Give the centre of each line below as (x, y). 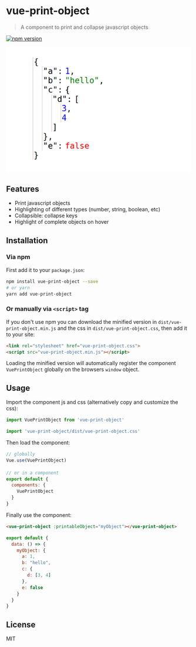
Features (23, 189)
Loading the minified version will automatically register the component (91, 363)
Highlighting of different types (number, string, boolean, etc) (87, 210)
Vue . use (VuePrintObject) (36, 460)
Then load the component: (38, 443)
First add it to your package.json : (45, 270)
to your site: (21, 334)
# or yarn (18, 288)
